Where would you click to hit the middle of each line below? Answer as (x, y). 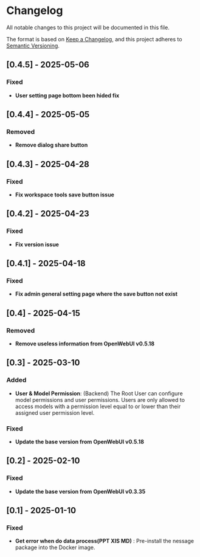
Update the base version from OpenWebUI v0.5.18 (80, 442)
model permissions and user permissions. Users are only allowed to (100, 400)
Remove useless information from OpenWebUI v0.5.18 (85, 344)
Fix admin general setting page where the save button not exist (96, 294)
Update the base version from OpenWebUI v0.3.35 (80, 491)
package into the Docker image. (55, 547)
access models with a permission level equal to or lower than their (98, 406)
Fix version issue (37, 244)
